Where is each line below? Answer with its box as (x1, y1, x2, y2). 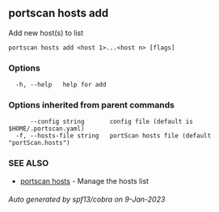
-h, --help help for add (15, 81, 107, 89)
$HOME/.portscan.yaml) (8, 125, 85, 133)
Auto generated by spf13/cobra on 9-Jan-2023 (8, 194, 166, 205)
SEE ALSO (8, 158, 49, 169)
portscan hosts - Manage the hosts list (19, 176, 150, 185)
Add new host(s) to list (8, 28, 84, 37)
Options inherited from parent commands (8, 100, 175, 111)
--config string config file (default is (29, 117, 194, 126)
